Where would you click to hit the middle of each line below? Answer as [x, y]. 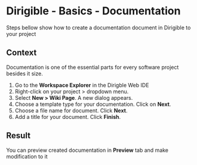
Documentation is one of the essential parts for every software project [93, 67]
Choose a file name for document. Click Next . [71, 110]
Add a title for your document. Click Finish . [68, 117]
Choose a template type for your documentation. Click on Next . [93, 104]
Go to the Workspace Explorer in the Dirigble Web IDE [82, 85]
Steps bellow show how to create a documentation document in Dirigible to [98, 27]
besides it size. [24, 74]
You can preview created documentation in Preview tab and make [87, 150]
